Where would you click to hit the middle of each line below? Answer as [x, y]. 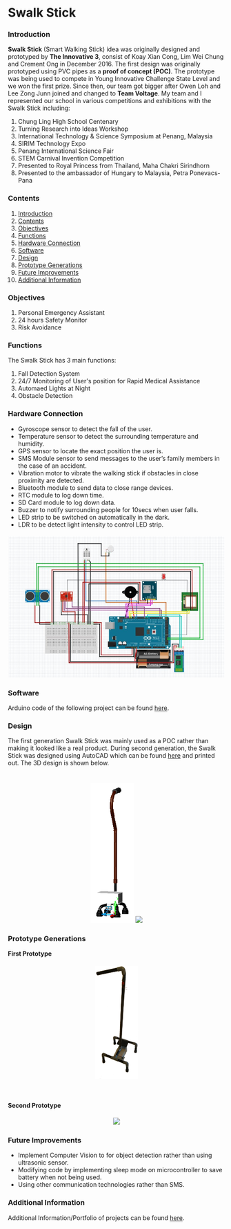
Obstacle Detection [45, 396]
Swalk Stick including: [39, 108]
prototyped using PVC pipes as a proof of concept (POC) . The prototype [111, 71]
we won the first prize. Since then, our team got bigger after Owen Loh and [114, 86]
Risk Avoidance [40, 327]
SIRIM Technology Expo [52, 144]
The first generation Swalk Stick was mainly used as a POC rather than [108, 741]
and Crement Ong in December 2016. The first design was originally [104, 64]
